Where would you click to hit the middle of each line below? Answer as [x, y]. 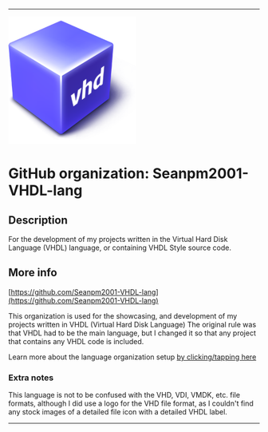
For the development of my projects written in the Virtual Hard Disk [118, 239]
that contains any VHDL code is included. [76, 341]
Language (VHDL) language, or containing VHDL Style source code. [120, 248]
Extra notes [31, 378]
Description [38, 220]
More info [33, 273]
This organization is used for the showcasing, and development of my [123, 315]
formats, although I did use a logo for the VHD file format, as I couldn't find [131, 403]
